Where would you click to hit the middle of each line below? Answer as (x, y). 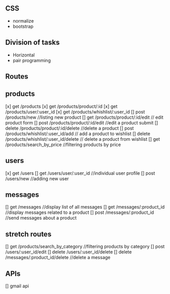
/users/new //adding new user (37, 178)
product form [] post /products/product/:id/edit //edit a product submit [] (82, 122)
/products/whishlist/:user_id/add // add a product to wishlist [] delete (78, 134)
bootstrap (23, 26)
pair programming (32, 60)
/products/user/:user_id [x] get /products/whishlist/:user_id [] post (75, 112)
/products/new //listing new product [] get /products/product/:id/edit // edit (84, 117)
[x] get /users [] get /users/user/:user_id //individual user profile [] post (80, 173)
